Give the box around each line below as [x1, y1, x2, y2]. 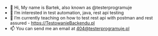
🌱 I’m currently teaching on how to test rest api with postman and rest [9, 15, 153, 20]
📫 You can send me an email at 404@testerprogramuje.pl [9, 26, 130, 31]
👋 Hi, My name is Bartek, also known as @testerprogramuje [9, 5, 132, 10]
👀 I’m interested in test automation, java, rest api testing [9, 10, 124, 16]
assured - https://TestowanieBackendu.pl [9, 20, 95, 26]
